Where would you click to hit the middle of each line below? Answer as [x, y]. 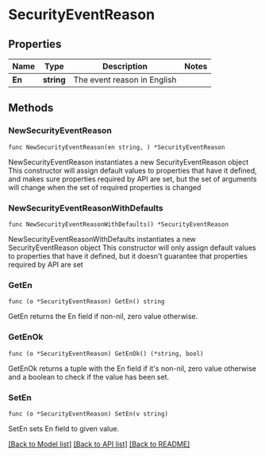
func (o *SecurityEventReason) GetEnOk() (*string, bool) [106, 353]
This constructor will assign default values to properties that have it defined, [133, 170]
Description [125, 66]
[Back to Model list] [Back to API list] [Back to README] [99, 444]
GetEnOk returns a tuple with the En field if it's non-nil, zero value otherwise [132, 368]
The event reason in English [125, 80]
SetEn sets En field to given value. [64, 428]
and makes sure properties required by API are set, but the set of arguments [132, 179]
